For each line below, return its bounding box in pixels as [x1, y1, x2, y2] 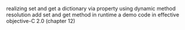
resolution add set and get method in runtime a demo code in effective [6, 11, 180, 18]
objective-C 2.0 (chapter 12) [6, 18, 76, 24]
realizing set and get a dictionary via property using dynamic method [6, 5, 176, 12]
